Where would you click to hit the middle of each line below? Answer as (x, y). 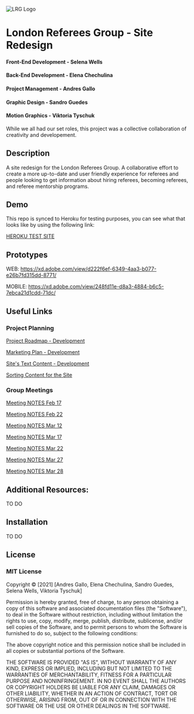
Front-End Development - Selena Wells (54, 62)
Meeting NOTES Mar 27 (35, 460)
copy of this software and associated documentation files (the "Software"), (97, 608)
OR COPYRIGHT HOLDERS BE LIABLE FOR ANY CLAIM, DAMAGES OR (91, 687)
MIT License (24, 571)
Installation (27, 522)
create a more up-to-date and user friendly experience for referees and (92, 174)
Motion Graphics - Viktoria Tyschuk (50, 116)
